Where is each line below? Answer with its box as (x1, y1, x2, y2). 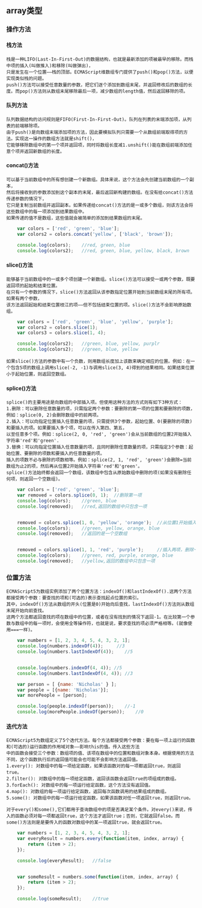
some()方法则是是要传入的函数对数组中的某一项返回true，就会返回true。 (6, 820, 165, 826)
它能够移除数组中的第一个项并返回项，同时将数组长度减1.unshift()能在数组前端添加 (6, 142, 188, 148)
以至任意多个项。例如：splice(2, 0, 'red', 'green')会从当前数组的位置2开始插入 (6, 431, 192, 437)
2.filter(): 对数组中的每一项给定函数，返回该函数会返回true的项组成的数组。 (6, 776, 179, 782)
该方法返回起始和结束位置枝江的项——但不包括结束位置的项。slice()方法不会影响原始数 (6, 301, 192, 308)
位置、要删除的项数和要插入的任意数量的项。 (10, 451, 105, 457)
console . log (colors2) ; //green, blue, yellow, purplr (17, 341, 161, 347)
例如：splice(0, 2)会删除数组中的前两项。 (6, 412, 102, 418)
